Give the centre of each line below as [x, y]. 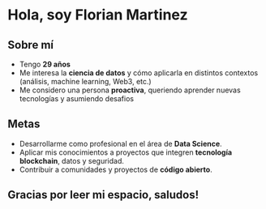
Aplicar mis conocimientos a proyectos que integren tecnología [126, 152]
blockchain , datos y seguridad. [72, 160]
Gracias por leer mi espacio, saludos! [103, 195]
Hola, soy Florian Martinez [98, 15]
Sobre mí [31, 45]
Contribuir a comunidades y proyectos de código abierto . [116, 169]
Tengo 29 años [45, 64]
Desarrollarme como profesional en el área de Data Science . [120, 143]
